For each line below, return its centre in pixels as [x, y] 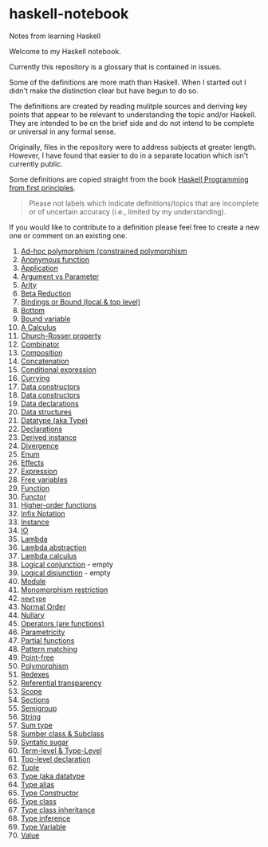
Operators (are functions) [62, 623]
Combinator [40, 344]
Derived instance [49, 437]
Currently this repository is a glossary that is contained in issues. [115, 67]
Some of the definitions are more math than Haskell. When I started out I [128, 82]
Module [33, 581]
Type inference [45, 818]
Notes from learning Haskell [55, 36]
